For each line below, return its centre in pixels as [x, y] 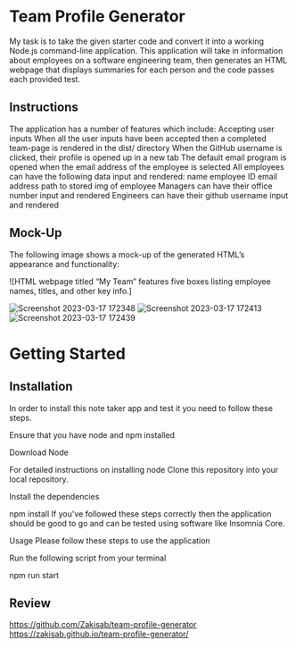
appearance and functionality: [65, 264]
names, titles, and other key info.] [70, 290]
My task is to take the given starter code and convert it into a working [137, 41]
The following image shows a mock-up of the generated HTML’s [127, 254]
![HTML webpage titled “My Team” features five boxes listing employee [140, 281]
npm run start [34, 575]
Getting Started [68, 353]
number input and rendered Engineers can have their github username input [149, 195]
